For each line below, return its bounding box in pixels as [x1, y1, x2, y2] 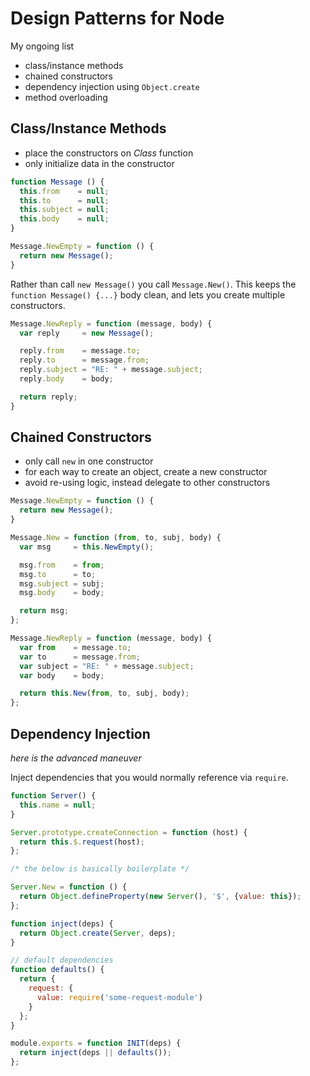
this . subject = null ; [19, 205, 110, 215]
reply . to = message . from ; [19, 355, 150, 366]
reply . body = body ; [19, 374, 114, 384]
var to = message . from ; [19, 652, 141, 662]
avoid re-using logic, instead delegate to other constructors [24, 477, 271, 489]
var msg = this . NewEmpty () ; [19, 542, 155, 552]
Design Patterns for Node [10, 7, 225, 30]
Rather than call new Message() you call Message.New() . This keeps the [10, 278, 297, 290]
